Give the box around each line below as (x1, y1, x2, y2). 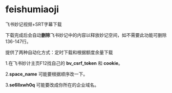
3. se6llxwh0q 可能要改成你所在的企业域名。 (5, 82, 99, 88)
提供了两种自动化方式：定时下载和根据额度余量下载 (5, 49, 113, 55)
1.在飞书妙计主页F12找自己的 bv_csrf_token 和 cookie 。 (5, 60, 123, 66)
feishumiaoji (5, 4, 59, 15)
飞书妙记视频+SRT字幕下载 (5, 21, 62, 27)
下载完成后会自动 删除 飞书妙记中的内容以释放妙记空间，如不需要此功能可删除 (5, 32, 167, 38)
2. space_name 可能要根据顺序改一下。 (5, 71, 88, 77)
